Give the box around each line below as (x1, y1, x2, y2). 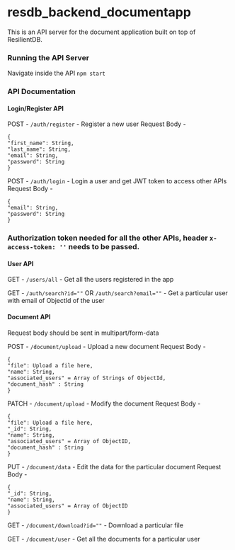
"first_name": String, (7, 139, 74, 147)
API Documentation (7, 86, 76, 96)
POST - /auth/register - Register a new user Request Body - (7, 120, 186, 128)
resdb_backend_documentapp (7, 4, 191, 21)
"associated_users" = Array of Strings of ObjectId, (7, 374, 166, 382)
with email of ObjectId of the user (7, 297, 105, 305)
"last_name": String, (7, 146, 71, 153)
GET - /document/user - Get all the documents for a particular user (7, 534, 200, 543)
